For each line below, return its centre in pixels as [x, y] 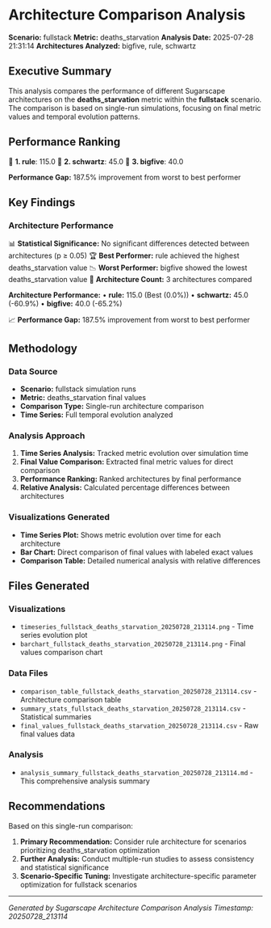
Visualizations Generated [59, 517]
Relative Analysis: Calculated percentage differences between [125, 487]
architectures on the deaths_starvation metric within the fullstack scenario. [135, 99]
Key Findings [42, 202]
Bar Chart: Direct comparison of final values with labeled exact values [137, 552]
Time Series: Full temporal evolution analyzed [96, 415]
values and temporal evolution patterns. [74, 116]
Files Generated [49, 586]
